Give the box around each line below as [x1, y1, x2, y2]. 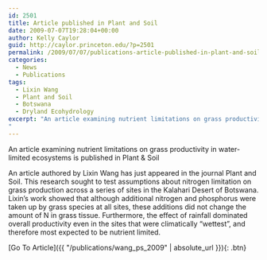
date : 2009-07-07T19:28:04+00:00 [8, 26, 119, 34]
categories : [8, 56, 48, 64]
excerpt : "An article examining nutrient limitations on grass [8, 115, 222, 123]
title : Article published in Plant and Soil [8, 19, 158, 27]
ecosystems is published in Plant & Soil [31, 153, 160, 162]
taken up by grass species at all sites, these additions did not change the [8, 202, 246, 211]
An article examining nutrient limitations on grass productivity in [8, 144, 217, 153]
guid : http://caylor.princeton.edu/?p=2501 [8, 41, 155, 49]
